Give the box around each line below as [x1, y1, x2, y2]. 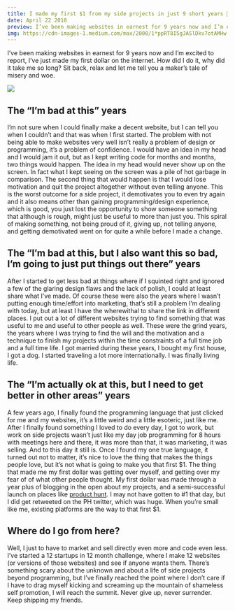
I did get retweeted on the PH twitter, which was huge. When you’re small [7, 497, 219, 505]
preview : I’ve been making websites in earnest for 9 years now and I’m [7, 23, 224, 30]
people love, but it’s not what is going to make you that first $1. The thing [7, 460, 217, 468]
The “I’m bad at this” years [7, 104, 127, 116]
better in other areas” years [7, 389, 131, 402]
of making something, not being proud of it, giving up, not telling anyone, [7, 220, 218, 228]
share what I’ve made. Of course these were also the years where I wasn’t [7, 292, 221, 300]
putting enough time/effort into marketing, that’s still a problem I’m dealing [7, 299, 220, 308]
